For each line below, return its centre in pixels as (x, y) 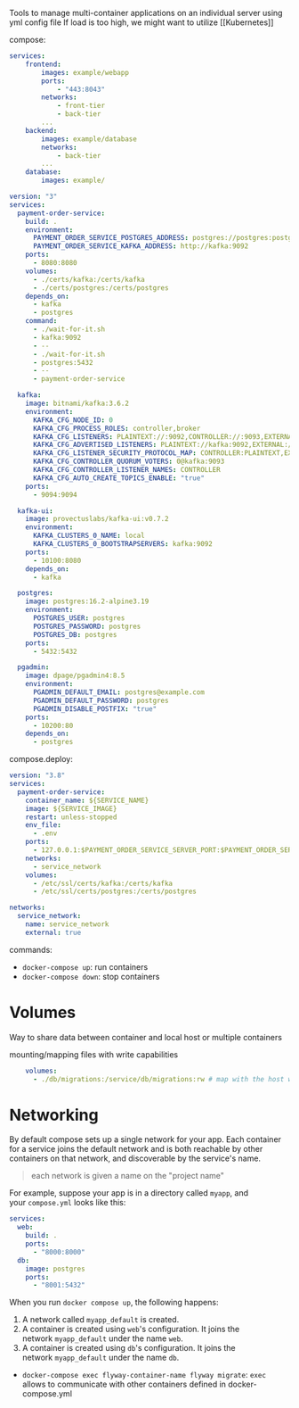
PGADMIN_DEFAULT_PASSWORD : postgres (101, 700)
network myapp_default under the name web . (103, 1338)
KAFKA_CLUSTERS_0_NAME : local (89, 536)
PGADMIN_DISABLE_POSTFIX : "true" (95, 708)
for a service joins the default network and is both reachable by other (136, 1149)
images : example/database (89, 139)
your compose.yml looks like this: (68, 1203)
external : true (53, 932)
